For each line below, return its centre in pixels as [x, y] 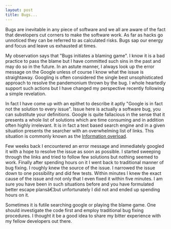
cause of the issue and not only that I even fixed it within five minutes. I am [84, 178]
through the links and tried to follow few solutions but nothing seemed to [82, 157]
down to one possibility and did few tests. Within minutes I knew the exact [83, 173]
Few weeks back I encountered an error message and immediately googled [85, 146]
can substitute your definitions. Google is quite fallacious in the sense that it [85, 114]
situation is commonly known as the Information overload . [66, 136]
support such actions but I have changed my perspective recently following [85, 88]
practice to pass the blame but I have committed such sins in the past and [83, 61]
